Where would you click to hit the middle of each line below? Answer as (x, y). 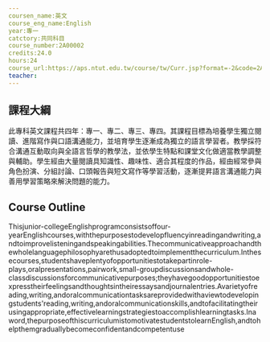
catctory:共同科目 (37, 38)
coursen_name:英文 (38, 16)
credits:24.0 (30, 53)
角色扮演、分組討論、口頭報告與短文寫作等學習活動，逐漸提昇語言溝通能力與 (135, 171)
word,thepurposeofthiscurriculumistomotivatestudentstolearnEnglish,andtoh (135, 321)
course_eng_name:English (50, 23)
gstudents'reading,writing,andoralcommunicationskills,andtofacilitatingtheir (133, 303)
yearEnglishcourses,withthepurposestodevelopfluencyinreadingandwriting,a (135, 235)
